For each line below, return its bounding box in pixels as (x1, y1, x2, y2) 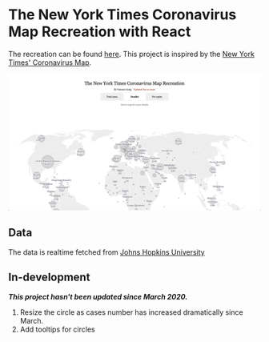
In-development (8, 271, 90, 284)
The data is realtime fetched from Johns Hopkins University (8, 247, 206, 257)
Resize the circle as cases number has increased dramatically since (19, 307, 243, 317)
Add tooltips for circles (19, 324, 95, 334)
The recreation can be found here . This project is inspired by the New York (8, 49, 255, 58)
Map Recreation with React (8, 22, 191, 41)
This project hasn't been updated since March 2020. (8, 292, 188, 301)
